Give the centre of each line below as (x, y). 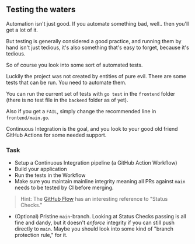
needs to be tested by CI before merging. (64, 188)
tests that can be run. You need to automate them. (66, 82)
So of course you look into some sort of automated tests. (74, 65)
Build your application (41, 169)
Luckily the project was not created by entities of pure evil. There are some (96, 76)
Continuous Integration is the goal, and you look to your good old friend (92, 128)
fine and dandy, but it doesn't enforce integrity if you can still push (95, 223)
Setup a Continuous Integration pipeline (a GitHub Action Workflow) (96, 163)
